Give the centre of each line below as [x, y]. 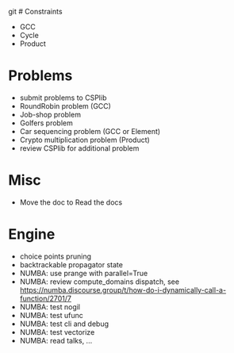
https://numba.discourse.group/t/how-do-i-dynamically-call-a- [123, 290]
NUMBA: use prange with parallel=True [84, 273]
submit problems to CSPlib [63, 98]
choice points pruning [55, 256]
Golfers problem [46, 123]
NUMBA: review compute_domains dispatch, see [100, 282]
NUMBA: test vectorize [57, 332]
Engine [32, 234]
